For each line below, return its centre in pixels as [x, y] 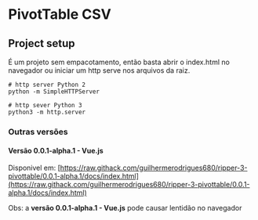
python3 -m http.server [47, 112]
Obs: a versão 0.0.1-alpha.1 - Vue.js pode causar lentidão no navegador [125, 208]
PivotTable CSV [60, 14]
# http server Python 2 [47, 85]
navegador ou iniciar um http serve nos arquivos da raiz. [99, 70]
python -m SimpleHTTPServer [54, 92]
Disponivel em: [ [35, 168]
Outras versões [38, 132]
